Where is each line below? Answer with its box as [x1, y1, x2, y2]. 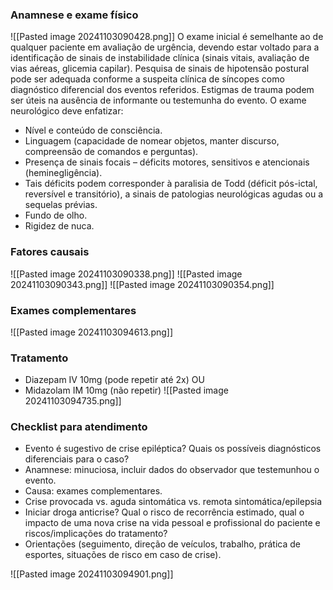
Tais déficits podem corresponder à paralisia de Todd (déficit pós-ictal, [24, 178, 318, 190]
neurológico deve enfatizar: [10, 105, 124, 117]
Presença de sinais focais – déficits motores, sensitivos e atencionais [24, 156, 310, 168]
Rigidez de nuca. [24, 220, 95, 232]
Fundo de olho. [24, 209, 88, 222]
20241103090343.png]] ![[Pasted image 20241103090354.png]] [10, 278, 275, 290]
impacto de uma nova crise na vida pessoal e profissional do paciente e [24, 517, 321, 529]
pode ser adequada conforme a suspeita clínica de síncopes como [10, 73, 285, 85]
